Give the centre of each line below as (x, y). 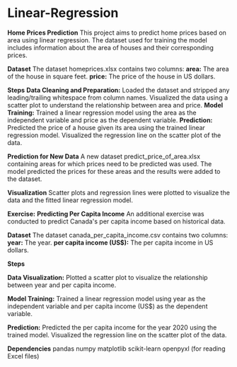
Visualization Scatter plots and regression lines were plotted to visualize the (118, 192)
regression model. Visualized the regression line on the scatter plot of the (114, 135)
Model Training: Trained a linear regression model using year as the (107, 298)
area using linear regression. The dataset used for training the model (107, 40)
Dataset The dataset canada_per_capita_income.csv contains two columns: (118, 235)
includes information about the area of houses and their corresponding (111, 47)
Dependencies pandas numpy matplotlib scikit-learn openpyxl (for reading (116, 349)
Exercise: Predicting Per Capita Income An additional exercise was (106, 214)
